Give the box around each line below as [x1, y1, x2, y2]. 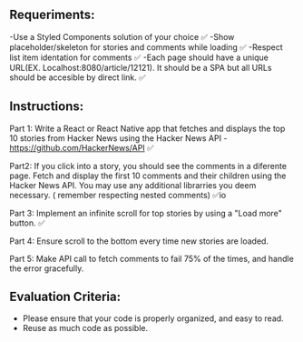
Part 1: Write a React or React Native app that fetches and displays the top [9, 123, 286, 134]
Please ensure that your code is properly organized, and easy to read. [22, 313, 284, 324]
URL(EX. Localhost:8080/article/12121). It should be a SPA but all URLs [9, 62, 272, 73]
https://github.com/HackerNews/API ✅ [9, 142, 154, 153]
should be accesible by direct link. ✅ [9, 72, 147, 83]
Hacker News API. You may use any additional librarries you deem [9, 179, 257, 190]
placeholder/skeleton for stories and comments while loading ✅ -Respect [9, 41, 283, 53]
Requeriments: [9, 7, 95, 23]
